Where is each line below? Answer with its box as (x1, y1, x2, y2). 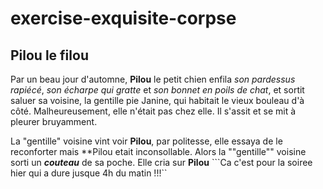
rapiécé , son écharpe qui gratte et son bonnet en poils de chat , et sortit (10, 84, 305, 96)
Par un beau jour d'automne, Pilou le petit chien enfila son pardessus (10, 73, 296, 85)
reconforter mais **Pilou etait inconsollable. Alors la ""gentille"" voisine (10, 146, 307, 157)
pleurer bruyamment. (10, 116, 98, 127)
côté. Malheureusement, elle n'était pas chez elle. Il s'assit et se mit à (10, 105, 297, 117)
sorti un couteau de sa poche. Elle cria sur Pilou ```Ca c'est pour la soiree (10, 157, 313, 168)
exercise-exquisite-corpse (10, 7, 237, 30)
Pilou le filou (10, 47, 89, 64)
